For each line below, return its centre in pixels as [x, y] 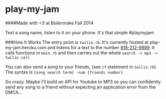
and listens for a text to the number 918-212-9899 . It [101, 47]
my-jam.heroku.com [26, 47]
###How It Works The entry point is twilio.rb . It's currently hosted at [77, 42]
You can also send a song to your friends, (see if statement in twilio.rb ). [81, 67]
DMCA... [14, 92]
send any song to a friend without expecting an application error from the [81, 87]
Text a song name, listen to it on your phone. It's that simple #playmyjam [80, 32]
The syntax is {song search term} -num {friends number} [64, 72]
